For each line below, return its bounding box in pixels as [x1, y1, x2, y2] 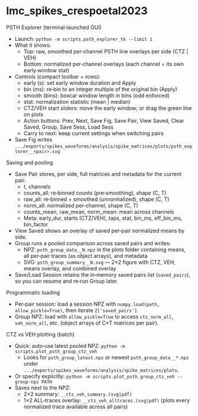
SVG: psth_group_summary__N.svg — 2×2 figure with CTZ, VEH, [23, 258, 176, 265]
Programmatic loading [6, 289, 60, 296]
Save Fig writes [14, 136, 53, 143]
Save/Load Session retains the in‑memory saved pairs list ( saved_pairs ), [14, 271, 191, 278]
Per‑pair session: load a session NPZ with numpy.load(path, [14, 300, 160, 308]
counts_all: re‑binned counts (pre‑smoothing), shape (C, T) [23, 189, 167, 196]
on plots [23, 111, 44, 118]
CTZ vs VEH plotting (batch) [6, 331, 75, 338]
